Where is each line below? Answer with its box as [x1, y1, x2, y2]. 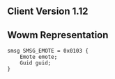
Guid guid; [20, 60, 52, 67]
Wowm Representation [7, 29, 109, 41]
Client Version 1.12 [7, 6, 89, 17]
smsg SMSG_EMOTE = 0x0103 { [7, 48, 89, 55]
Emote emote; [20, 53, 58, 61]
